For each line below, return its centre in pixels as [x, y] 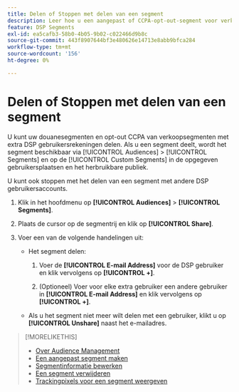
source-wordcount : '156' [44, 54]
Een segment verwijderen [73, 373]
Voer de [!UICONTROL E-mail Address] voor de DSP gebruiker [131, 265]
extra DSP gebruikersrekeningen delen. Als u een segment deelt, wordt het [117, 144]
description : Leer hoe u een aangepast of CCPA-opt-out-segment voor [113, 21]
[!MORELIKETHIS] [51, 336]
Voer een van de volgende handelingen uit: [81, 237]
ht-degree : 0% [28, 61]
